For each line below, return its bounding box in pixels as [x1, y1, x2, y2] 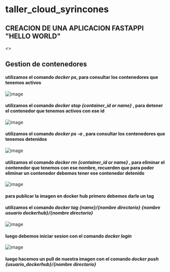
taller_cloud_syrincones [5, 4, 109, 15]
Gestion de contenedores [5, 60, 87, 69]
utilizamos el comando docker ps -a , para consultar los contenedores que [5, 131, 165, 137]
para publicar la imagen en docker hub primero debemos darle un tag [5, 193, 154, 199]
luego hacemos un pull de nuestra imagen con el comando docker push [5, 256, 159, 262]
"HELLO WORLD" [5, 32, 61, 40]
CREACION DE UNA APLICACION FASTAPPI [5, 24, 144, 33]
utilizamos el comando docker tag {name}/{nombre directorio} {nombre [5, 204, 161, 210]
